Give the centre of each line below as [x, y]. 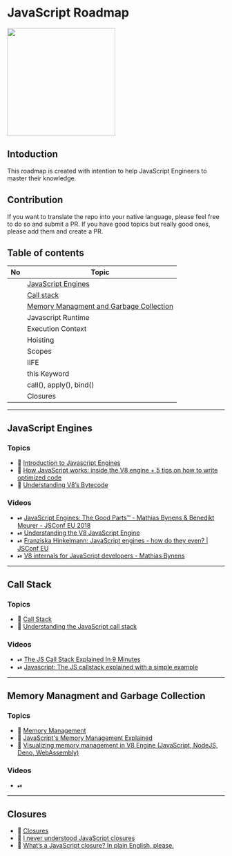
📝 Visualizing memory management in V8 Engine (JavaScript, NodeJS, [117, 745]
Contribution [35, 200]
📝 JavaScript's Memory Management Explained [85, 738]
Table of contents [46, 253]
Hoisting [41, 340]
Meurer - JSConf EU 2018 [54, 526]
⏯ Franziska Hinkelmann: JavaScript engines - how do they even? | [113, 541]
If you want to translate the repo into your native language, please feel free [113, 216]
